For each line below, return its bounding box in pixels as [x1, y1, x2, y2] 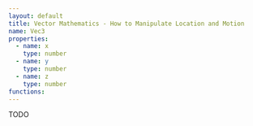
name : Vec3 [8, 27, 45, 35]
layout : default [8, 11, 63, 20]
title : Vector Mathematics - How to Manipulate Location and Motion [8, 20, 245, 28]
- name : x [15, 42, 49, 50]
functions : [8, 87, 45, 96]
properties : [8, 34, 49, 43]
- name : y [15, 58, 49, 66]
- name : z [15, 72, 49, 80]
